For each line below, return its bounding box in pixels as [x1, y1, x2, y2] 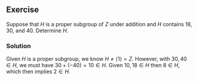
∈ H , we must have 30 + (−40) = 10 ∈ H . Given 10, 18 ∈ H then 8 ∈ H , [6, 62, 180, 69]
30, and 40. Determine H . [6, 27, 69, 34]
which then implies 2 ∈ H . [6, 68, 70, 75]
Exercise [6, 5, 39, 15]
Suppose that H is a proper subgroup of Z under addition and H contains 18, [6, 20, 193, 27]
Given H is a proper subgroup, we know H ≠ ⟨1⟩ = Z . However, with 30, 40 [6, 55, 187, 63]
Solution [6, 42, 32, 50]
